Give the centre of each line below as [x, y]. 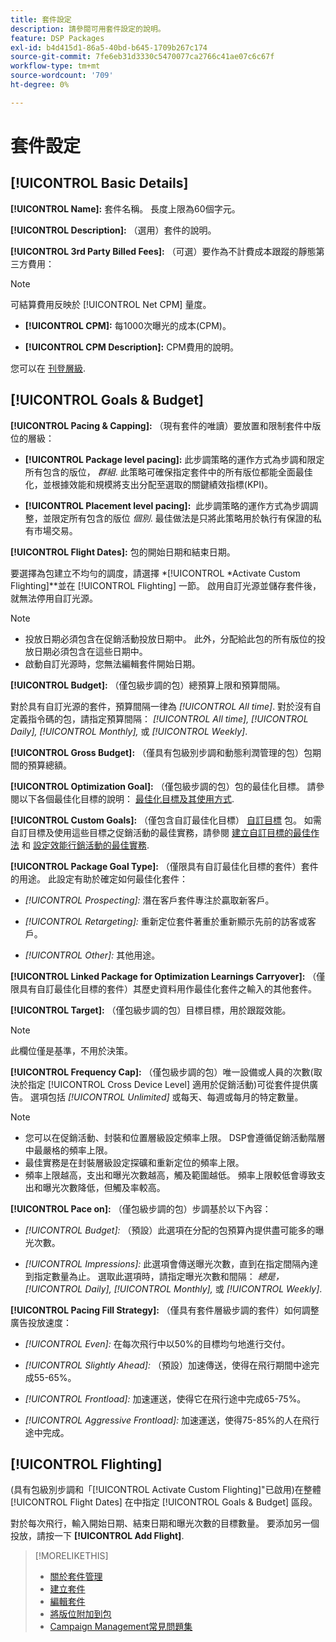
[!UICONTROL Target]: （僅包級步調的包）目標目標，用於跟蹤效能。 [151, 1010]
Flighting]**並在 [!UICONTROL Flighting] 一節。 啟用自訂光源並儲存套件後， [166, 585]
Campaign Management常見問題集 [121, 1627]
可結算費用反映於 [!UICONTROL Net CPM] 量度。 [111, 304]
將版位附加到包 [80, 1614]
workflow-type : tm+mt [55, 66]
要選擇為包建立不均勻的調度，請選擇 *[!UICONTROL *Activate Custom [155, 573]
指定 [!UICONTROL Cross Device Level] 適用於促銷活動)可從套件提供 [168, 1084]
